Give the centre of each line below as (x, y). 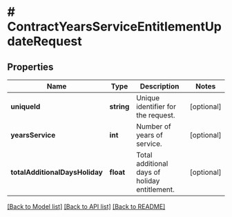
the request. (155, 115)
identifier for (156, 106)
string (119, 106)
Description (159, 86)
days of (148, 172)
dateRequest (45, 41)
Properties (30, 67)
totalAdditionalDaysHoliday (57, 172)
